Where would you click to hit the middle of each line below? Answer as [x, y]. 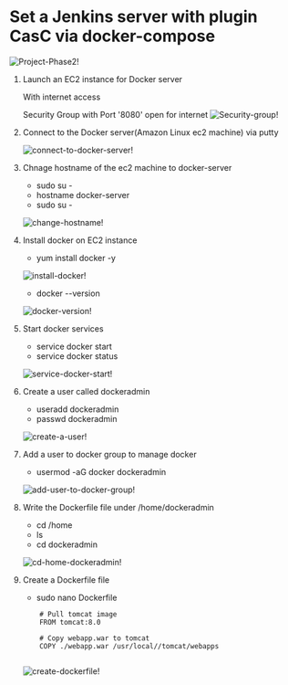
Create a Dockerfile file [66, 580]
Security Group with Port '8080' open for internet [115, 114]
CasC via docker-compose [113, 36]
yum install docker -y [76, 258]
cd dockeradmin [67, 544]
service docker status [77, 356]
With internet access [62, 97]
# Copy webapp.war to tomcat [95, 638]
